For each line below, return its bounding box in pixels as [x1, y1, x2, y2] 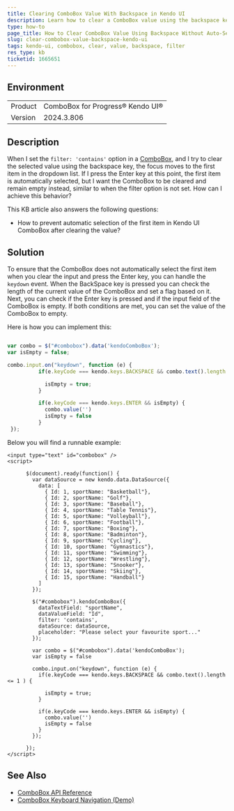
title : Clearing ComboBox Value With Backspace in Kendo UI [7, 10, 186, 17]
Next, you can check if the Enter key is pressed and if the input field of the [7, 294, 221, 303]
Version [10, 112, 36, 122]
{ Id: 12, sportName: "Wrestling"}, [44, 555, 151, 562]
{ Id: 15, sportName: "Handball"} [44, 573, 145, 581]
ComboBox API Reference [17, 788, 93, 796]
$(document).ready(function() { [25, 470, 120, 477]
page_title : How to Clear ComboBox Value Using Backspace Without [7, 29, 204, 37]
